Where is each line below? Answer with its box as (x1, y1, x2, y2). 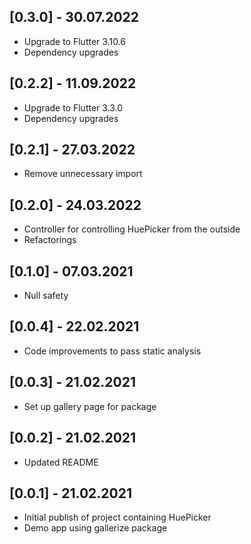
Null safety (23, 290, 69, 302)
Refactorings (23, 234, 77, 246)
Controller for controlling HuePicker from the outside (23, 223, 241, 235)
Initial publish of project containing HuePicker (23, 511, 212, 524)
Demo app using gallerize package (23, 522, 168, 534)
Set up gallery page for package (23, 400, 157, 412)
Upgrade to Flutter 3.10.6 (23, 35, 126, 47)
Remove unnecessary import (23, 168, 143, 180)
